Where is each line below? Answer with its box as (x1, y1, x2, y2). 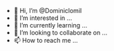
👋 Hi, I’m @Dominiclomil (13, 7, 82, 14)
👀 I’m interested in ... (13, 14, 73, 22)
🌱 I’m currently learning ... (13, 21, 88, 29)
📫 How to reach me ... (13, 37, 78, 44)
